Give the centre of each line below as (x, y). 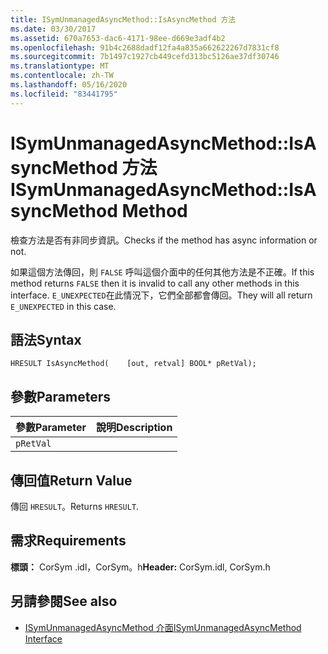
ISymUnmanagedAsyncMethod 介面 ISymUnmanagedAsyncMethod (163, 627)
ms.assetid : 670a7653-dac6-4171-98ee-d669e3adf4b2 (118, 38)
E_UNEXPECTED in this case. (63, 306)
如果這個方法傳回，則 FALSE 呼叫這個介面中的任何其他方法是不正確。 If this (162, 272)
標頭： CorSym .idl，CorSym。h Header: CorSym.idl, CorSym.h (140, 567)
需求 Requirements (68, 541)
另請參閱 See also (64, 601)
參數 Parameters (60, 396)
